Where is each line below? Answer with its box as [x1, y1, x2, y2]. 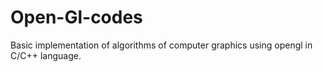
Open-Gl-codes [10, 6, 143, 29]
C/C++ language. [10, 49, 82, 61]
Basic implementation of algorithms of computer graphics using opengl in [10, 39, 313, 51]
